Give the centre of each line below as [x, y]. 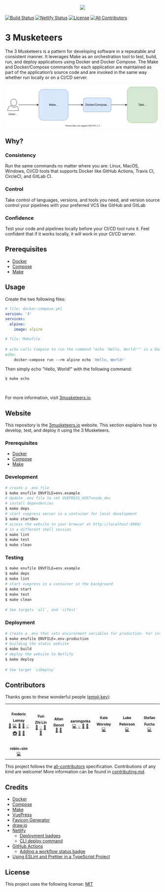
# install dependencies [29, 503]
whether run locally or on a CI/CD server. [46, 77]
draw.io [20, 826]
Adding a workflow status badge [53, 852]
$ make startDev [22, 519]
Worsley [104, 724]
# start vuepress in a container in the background [59, 584]
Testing [14, 558]
